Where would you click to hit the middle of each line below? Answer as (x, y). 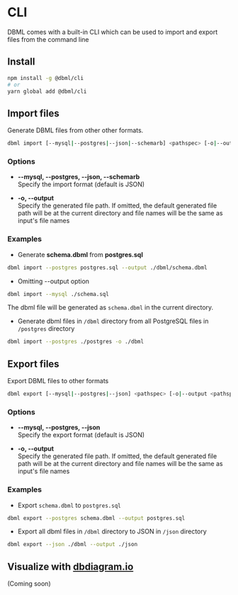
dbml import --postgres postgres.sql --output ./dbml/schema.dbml (107, 267)
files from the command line (49, 39)
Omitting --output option (53, 281)
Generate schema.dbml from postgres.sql (80, 254)
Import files (33, 113)
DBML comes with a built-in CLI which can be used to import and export (113, 32)
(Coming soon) (29, 584)
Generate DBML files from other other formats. (75, 130)
